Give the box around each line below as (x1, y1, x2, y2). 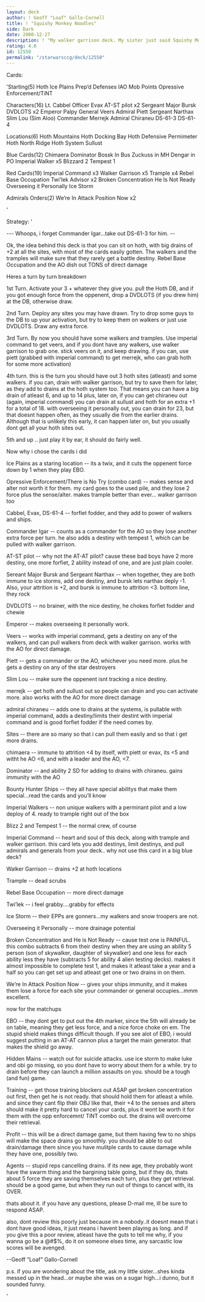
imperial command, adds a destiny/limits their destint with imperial (6, 712, 173, 719)
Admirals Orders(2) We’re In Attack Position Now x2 (6, 194, 136, 202)
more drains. (6, 737, 38, 744)
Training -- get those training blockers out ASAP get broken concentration (6, 1086, 192, 1094)
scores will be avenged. (6, 1244, 66, 1251)
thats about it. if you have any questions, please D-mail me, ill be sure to (6, 1199, 188, 1207)
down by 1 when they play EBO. (6, 466, 85, 474)
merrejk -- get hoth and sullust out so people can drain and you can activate (6, 687, 198, 694)
